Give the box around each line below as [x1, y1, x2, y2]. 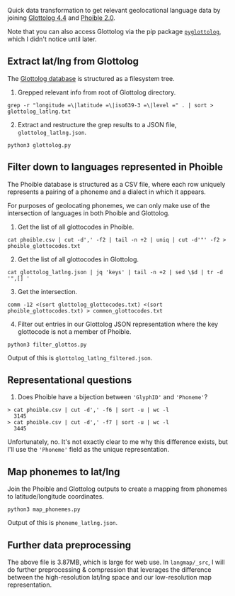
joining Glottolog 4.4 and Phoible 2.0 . [7, 13, 115, 22]
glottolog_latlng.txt [7, 108, 71, 115]
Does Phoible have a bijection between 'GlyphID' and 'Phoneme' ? [17, 393, 208, 401]
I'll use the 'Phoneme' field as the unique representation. [7, 445, 170, 454]
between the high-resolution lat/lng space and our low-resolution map [7, 573, 212, 582]
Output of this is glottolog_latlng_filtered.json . [7, 353, 153, 362]
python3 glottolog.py [7, 141, 71, 148]
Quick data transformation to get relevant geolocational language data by [7, 6, 221, 14]
